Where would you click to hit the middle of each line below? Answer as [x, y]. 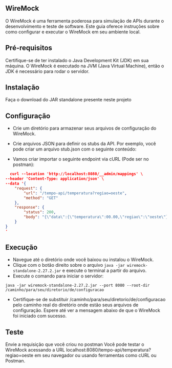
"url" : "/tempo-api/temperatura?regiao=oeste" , [75, 193]
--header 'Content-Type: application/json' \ [55, 179]
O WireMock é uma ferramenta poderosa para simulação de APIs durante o [85, 21]
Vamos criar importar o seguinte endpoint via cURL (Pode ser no [81, 159]
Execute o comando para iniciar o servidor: [58, 276]
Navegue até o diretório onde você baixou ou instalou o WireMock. [83, 260]
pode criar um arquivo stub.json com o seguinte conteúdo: [74, 149]
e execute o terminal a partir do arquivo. [104, 271]
